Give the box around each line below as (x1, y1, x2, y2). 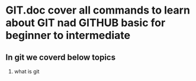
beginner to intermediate (5, 29, 131, 42)
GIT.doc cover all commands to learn (5, 4, 191, 17)
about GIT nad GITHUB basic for (5, 16, 166, 30)
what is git (14, 68, 40, 74)
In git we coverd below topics (5, 52, 116, 62)
